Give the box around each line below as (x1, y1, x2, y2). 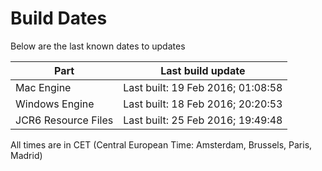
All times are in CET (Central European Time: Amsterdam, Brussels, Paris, (10, 138, 313, 151)
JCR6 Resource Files (15, 113, 114, 127)
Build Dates (10, 7, 108, 30)
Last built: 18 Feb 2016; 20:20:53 (123, 97, 283, 111)
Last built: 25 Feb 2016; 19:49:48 (123, 113, 283, 127)
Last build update (160, 63, 246, 77)
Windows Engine (15, 97, 95, 111)
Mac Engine (15, 80, 72, 94)
